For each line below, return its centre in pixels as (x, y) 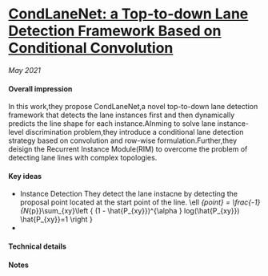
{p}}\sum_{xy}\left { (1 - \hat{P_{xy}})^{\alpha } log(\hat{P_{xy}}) (134, 211)
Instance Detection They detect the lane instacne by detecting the (129, 194)
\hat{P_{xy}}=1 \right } (56, 219)
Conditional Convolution (91, 48)
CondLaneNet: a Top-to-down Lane (128, 14)
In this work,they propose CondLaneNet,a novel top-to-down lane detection (133, 107)
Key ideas (25, 176)
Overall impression (40, 88)
